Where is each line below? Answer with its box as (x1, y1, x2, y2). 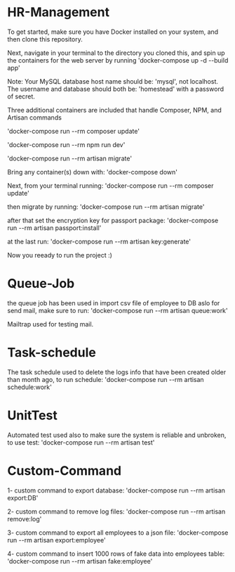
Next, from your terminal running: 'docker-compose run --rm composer (7, 181, 214, 190)
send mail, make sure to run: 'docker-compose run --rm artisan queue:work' (7, 306, 228, 314)
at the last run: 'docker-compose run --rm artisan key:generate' (7, 237, 192, 246)
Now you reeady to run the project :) (7, 250, 112, 259)
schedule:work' (7, 383, 53, 391)
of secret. (7, 92, 35, 101)
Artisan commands (7, 113, 62, 122)
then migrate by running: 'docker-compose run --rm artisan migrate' (7, 202, 205, 211)
